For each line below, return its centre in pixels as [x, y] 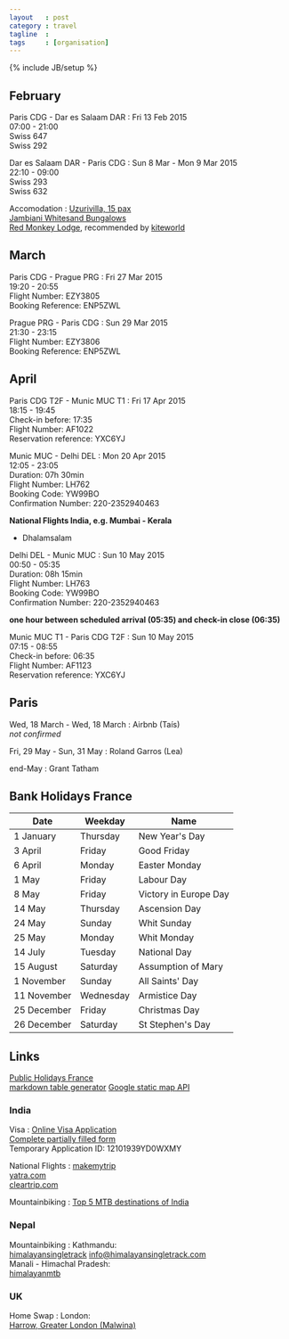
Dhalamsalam [47, 538]
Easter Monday [170, 866]
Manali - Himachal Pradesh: [60, 1263]
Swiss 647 [28, 136]
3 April [28, 850]
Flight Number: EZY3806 [55, 341]
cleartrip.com [34, 1185]
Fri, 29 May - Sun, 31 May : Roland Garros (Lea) [96, 751]
